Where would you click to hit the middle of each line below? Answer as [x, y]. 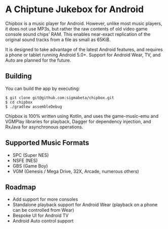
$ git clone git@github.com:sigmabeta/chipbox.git [60, 97]
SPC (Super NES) [31, 155]
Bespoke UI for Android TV [40, 216]
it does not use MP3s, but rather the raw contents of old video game [76, 28]
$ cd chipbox [19, 102]
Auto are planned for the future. [38, 60]
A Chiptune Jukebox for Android [75, 9]
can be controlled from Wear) [43, 210]
